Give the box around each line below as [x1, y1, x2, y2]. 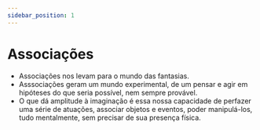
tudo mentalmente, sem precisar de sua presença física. [18, 113, 201, 122]
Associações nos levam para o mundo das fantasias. [18, 71, 190, 81]
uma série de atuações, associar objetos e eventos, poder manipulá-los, [18, 104, 253, 114]
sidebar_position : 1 [7, 11, 75, 20]
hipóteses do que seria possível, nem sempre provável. [18, 88, 198, 97]
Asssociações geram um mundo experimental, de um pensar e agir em [18, 79, 248, 88]
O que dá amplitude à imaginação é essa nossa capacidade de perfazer [18, 96, 252, 106]
